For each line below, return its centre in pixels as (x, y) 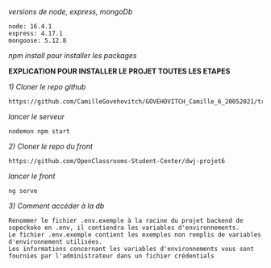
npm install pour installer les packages (73, 55)
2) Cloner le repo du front (50, 146)
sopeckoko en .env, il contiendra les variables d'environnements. (124, 228)
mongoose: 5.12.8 (38, 40)
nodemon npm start (39, 132)
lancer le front (32, 176)
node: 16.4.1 (30, 27)
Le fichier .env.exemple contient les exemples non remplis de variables (135, 235)
